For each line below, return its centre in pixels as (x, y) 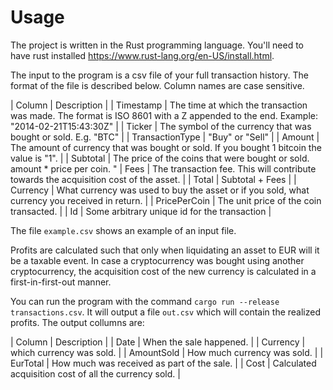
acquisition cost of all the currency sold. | (95, 373)
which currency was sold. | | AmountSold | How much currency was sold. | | (167, 352)
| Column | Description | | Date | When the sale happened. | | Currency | (158, 342)
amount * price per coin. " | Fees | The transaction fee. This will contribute (163, 168)
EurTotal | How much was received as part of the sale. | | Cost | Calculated (163, 363)
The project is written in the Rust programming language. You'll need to (157, 45)
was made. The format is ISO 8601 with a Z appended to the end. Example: (164, 115)
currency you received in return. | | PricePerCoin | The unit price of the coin (166, 200)
